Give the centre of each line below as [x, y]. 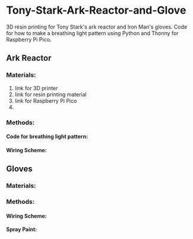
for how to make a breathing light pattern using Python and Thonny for [93, 33]
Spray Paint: [22, 229]
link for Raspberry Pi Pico [46, 100]
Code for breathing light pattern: [47, 137]
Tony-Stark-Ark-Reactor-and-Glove [96, 10]
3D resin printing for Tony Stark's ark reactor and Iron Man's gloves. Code [97, 27]
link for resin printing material [51, 94]
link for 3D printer [36, 88]
